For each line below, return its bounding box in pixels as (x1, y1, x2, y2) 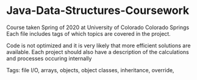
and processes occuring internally (6, 55, 92, 62)
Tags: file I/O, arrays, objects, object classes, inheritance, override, (6, 66, 174, 73)
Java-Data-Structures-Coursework (6, 4, 190, 18)
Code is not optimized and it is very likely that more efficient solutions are (6, 42, 191, 49)
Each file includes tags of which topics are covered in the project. (6, 30, 171, 37)
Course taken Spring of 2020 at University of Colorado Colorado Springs (6, 24, 190, 31)
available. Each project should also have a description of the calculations (6, 48, 189, 55)
